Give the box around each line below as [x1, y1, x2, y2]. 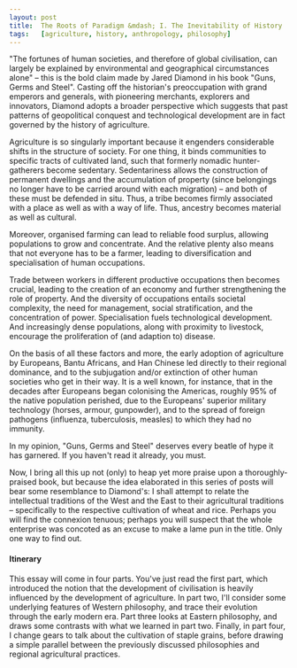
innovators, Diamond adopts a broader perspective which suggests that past [9, 101, 288, 112]
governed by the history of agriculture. [9, 120, 150, 130]
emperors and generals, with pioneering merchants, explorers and [9, 91, 250, 102]
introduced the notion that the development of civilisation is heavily [9, 582, 254, 594]
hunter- [232, 156, 261, 167]
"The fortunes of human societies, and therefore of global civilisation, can [9, 54, 278, 65]
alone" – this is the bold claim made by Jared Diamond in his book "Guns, [9, 73, 277, 83]
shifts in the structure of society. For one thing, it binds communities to [9, 146, 267, 157]
